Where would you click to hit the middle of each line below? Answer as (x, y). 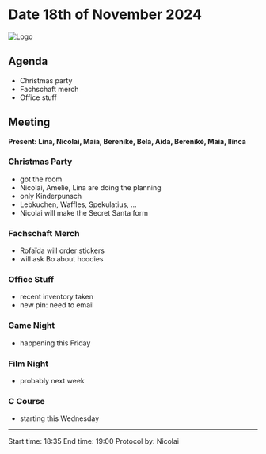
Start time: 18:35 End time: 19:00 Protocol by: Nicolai (94, 441)
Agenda (28, 61)
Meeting (29, 122)
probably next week (52, 381)
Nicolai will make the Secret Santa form (84, 212)
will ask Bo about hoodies (61, 259)
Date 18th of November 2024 (105, 15)
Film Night (28, 364)
